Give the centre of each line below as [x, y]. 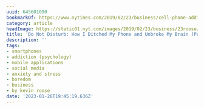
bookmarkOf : [21, 18]
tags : [13, 46]
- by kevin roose [28, 91]
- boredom [19, 79]
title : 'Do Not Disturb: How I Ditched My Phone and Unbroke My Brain [97, 35]
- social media [25, 68]
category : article [29, 23]
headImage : [20, 29]
